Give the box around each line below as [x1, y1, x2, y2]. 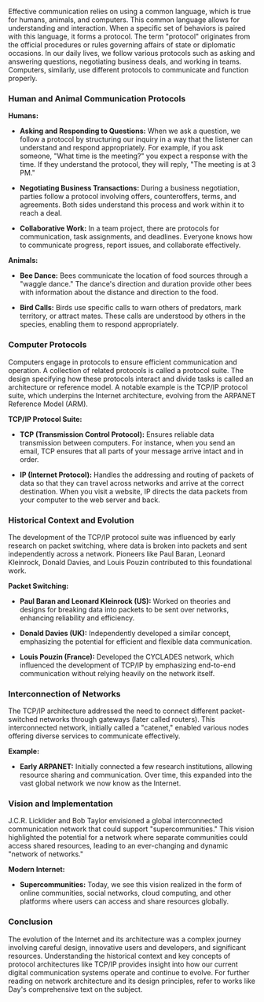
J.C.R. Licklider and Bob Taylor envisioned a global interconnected [8, 816, 223, 826]
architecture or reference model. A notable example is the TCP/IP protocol [8, 382, 248, 392]
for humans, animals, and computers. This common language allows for [8, 15, 240, 24]
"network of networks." [8, 849, 84, 859]
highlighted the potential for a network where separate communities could [8, 833, 248, 842]
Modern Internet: [8, 865, 65, 874]
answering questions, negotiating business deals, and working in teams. [8, 57, 242, 66]
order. [19, 454, 39, 464]
